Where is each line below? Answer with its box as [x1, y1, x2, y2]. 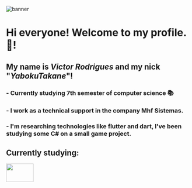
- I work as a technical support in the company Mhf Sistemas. [6, 107, 184, 115]
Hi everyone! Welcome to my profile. [6, 26, 187, 39]
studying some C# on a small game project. [6, 129, 131, 138]
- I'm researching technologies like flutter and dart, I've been [6, 122, 182, 131]
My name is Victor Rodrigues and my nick [6, 61, 160, 71]
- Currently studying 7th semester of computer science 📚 [6, 88, 174, 97]
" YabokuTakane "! [6, 71, 73, 81]
